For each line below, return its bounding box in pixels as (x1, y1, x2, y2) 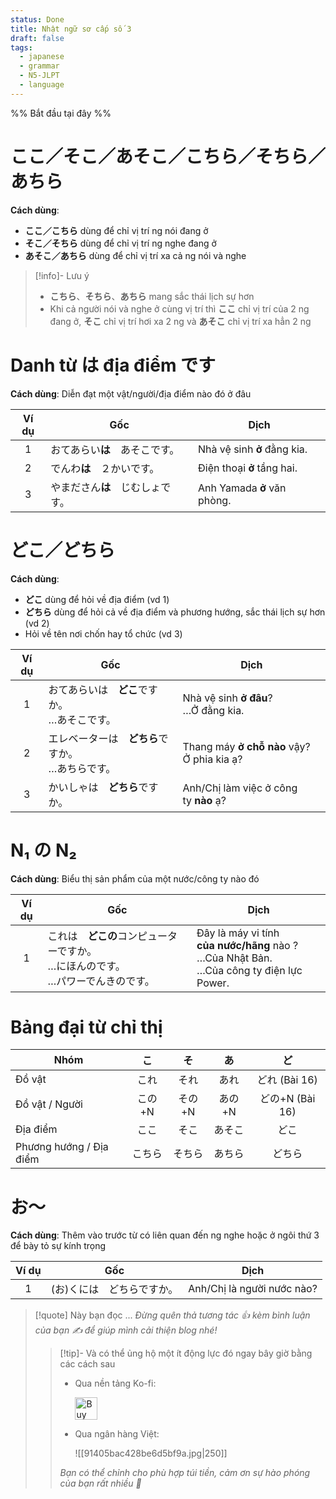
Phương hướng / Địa (15, 1140, 109, 1154)
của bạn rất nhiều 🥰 (59, 1477, 142, 1490)
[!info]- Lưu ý (34, 269, 90, 281)
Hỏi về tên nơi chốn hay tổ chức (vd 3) (24, 627, 183, 640)
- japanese (19, 52, 65, 62)
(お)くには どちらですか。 (50, 1282, 179, 1296)
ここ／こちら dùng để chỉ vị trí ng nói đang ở (24, 224, 209, 236)
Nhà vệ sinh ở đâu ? (182, 691, 273, 705)
